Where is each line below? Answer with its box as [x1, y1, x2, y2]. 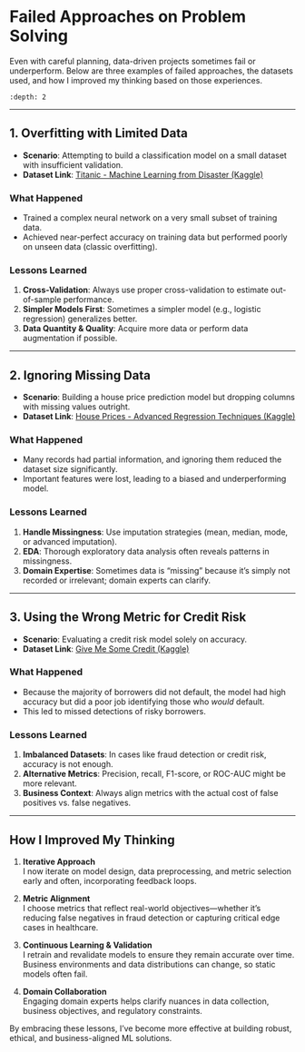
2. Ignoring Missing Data [9, 368, 152, 383]
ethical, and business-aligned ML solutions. [9, 1032, 172, 1043]
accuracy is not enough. [22, 759, 113, 770]
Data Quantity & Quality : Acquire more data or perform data [22, 323, 249, 334]
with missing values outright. [22, 401, 131, 412]
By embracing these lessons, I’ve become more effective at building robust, [9, 1023, 292, 1034]
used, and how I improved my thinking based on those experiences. [9, 74, 263, 85]
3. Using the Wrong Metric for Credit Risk [9, 610, 247, 625]
